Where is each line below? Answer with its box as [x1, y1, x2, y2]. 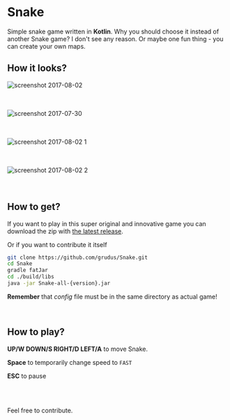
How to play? [7, 326, 65, 338]
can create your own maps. [7, 42, 86, 50]
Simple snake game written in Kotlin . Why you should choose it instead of [7, 27, 220, 36]
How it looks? [7, 62, 68, 74]
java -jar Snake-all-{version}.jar [7, 280, 111, 287]
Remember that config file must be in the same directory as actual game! [7, 292, 217, 301]
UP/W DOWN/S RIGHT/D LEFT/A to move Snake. [7, 345, 148, 353]
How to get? [7, 201, 61, 213]
